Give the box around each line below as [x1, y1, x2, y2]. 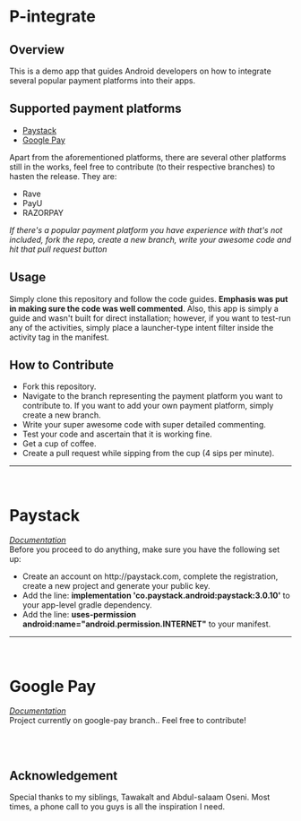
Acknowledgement [9, 768, 118, 783]
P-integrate [9, 6, 96, 27]
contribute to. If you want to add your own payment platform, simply [21, 401, 274, 411]
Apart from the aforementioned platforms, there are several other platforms [9, 151, 287, 162]
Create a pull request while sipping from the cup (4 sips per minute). [21, 448, 275, 459]
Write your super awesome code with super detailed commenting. [21, 419, 267, 430]
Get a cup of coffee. [21, 438, 97, 449]
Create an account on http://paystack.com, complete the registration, [21, 571, 279, 582]
